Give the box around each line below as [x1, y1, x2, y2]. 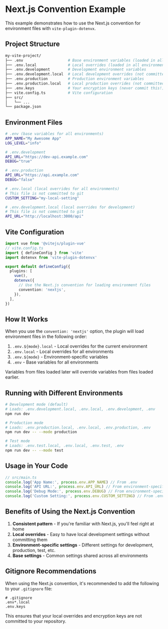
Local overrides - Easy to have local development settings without [12, 531, 150, 537]
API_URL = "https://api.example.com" [5, 172, 79, 178]
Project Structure [5, 40, 60, 48]
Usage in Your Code [5, 461, 68, 470]
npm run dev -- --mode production [5, 429, 77, 434]
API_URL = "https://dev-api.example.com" [5, 154, 88, 159]
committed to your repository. [5, 618, 66, 624]
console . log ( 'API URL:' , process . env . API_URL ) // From [5, 484, 122, 489]
